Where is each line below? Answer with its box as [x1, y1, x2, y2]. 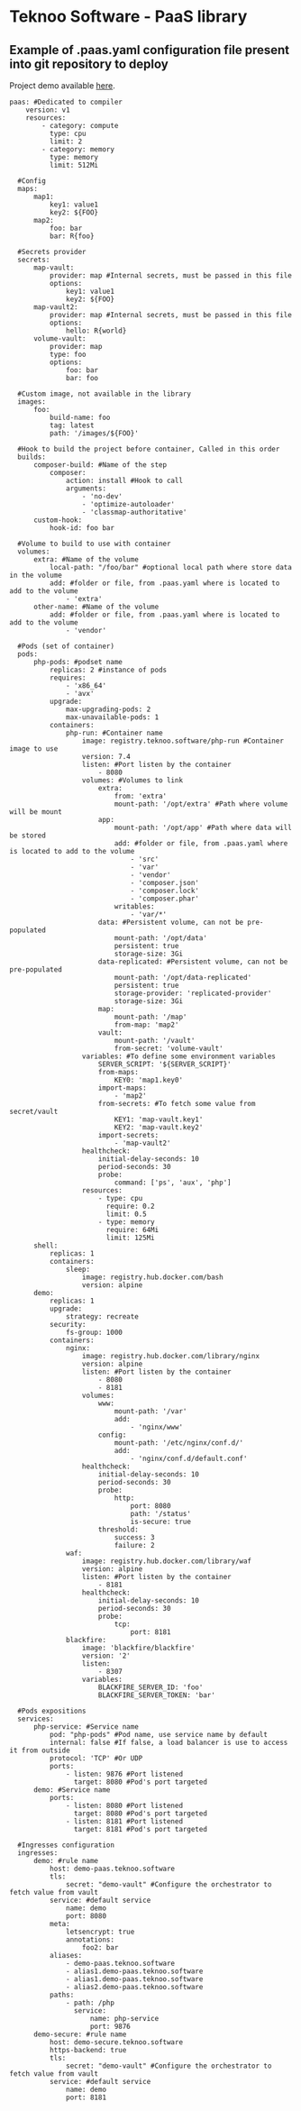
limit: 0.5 [105, 1210, 147, 1219]
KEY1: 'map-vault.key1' [114, 1115, 204, 1124]
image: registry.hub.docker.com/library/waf [81, 1557, 252, 1566]
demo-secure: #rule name [32, 2030, 127, 2039]
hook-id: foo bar [49, 524, 115, 533]
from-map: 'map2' [114, 1020, 179, 1029]
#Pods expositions [17, 1706, 87, 1715]
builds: [17, 452, 47, 461]
